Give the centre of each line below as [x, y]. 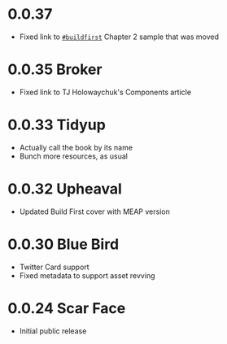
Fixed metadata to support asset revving [87, 275]
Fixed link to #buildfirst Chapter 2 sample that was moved [119, 37]
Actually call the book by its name [76, 147]
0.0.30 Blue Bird [63, 244]
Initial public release [53, 331]
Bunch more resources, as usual [73, 156]
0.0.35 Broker [55, 70]
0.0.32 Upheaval [65, 189]
